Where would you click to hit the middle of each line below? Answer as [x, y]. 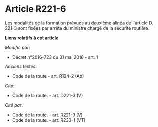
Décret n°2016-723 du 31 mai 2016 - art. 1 [55, 57]
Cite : [10, 86]
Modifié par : [18, 47]
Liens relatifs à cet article [32, 38]
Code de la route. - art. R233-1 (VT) [49, 120]
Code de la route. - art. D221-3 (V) [48, 95]
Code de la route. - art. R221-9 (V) [48, 115]
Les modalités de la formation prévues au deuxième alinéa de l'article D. [79, 23]
